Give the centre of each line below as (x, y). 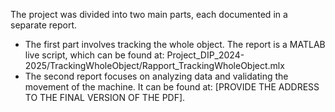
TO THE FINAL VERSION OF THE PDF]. (105, 97)
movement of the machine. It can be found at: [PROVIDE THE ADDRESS (172, 87)
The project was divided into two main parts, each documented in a (149, 14)
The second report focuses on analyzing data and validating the (156, 76)
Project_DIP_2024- (205, 55)
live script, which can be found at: (94, 55)
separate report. (44, 25)
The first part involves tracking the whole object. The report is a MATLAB (175, 44)
